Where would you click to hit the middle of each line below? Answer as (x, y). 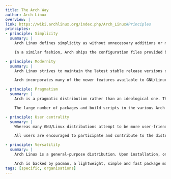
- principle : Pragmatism (32, 89)
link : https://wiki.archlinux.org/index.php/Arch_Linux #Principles (78, 24)
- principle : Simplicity (32, 34)
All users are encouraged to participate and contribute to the (84, 136)
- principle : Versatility (33, 145)
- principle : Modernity (31, 62)
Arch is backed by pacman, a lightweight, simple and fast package (87, 163)
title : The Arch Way (27, 10)
